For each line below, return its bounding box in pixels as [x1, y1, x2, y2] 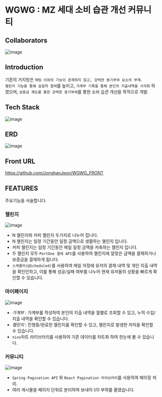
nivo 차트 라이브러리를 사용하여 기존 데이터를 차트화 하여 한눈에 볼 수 [12, 334, 142, 340]
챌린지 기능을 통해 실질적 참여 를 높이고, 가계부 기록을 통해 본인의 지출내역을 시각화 [5, 83, 150, 88]
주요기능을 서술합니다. [5, 198, 47, 204]
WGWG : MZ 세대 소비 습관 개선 [5, 4, 126, 16]
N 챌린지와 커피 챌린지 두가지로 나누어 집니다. [12, 232, 98, 238]
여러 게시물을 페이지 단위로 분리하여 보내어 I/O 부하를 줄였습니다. [12, 387, 135, 393]
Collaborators [5, 36, 48, 44]
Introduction [5, 63, 44, 71]
